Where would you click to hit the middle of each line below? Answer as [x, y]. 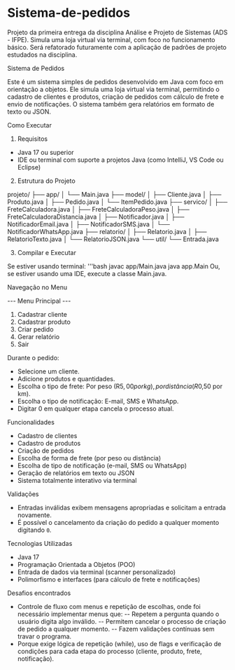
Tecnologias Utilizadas [40, 543]
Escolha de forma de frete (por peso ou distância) [89, 458]
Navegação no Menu [37, 287]
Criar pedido [35, 329]
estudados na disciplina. [42, 55]
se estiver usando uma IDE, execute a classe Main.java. [87, 273]
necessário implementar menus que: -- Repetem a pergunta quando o [118, 614]
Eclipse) [29, 167]
